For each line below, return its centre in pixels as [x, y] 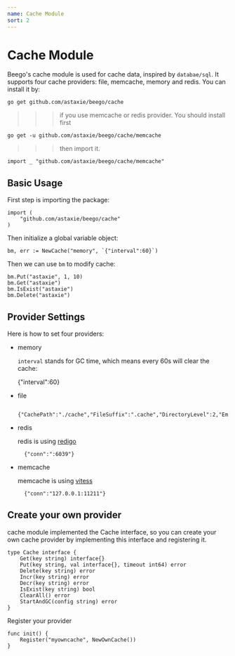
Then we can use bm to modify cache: [61, 264]
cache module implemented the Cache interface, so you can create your [112, 532]
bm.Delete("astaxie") [39, 296]
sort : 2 [19, 20]
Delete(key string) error [58, 571]
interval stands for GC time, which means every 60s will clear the [113, 361]
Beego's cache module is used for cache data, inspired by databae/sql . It [113, 74]
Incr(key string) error [55, 577]
